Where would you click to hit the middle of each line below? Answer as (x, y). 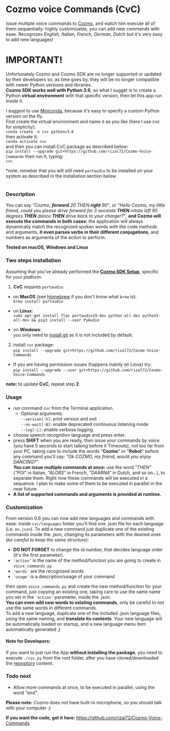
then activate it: (22, 137)
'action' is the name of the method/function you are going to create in (87, 560)
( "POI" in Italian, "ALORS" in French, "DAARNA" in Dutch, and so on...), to (89, 473)
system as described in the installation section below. (61, 176)
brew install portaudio (38, 301)
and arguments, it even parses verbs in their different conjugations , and (82, 232)
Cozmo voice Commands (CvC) (73, 9)
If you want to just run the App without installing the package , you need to (84, 652)
